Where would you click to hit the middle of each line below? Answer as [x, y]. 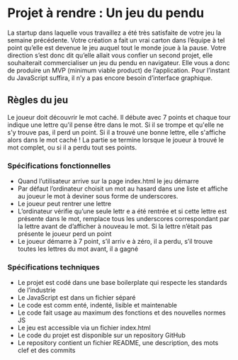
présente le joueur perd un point [64, 234]
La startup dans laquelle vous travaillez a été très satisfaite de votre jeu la [114, 33]
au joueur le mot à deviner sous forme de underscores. [98, 196]
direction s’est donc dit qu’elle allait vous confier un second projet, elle [110, 55]
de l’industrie [36, 290]
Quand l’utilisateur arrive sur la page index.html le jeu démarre [108, 181]
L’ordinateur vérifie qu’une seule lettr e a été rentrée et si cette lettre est [122, 211]
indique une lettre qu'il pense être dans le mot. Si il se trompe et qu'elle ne [116, 125]
